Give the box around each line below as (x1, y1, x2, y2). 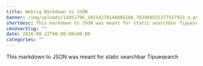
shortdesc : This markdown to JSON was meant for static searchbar (6, 20, 177, 26)
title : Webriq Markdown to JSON (6, 8, 88, 15)
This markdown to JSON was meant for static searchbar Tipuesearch (6, 53, 179, 60)
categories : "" (6, 37, 45, 43)
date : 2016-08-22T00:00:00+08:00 (6, 31, 91, 37)
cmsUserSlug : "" (6, 25, 47, 32)
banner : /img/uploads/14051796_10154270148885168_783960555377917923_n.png (6, 14, 201, 20)
